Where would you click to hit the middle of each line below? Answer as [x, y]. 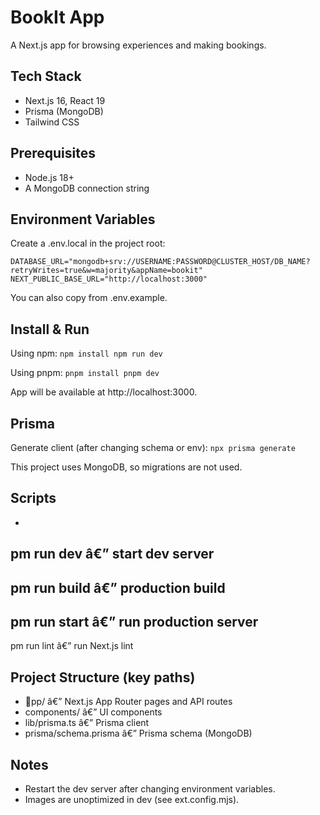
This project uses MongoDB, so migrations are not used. [126, 467]
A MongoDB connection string [87, 188]
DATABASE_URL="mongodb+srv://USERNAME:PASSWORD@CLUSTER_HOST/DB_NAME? [160, 262]
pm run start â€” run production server [134, 621]
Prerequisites [53, 153]
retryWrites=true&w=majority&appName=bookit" [106, 271]
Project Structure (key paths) [103, 677]
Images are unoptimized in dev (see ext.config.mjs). [132, 800]
